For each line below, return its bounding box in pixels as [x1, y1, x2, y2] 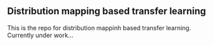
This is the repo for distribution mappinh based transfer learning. [7, 23, 192, 32]
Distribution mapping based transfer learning [7, 5, 206, 17]
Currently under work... [7, 31, 74, 39]
